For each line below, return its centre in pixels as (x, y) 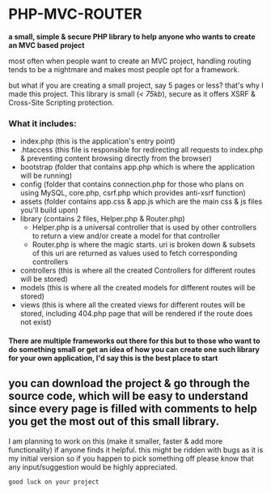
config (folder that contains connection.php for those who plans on (132, 184)
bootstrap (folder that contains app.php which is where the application (138, 167)
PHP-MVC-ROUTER (75, 14)
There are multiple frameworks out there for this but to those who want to (134, 341)
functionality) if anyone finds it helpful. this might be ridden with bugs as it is (136, 449)
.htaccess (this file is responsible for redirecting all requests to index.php (142, 150)
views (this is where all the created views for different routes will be (132, 305)
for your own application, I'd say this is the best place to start (113, 358)
